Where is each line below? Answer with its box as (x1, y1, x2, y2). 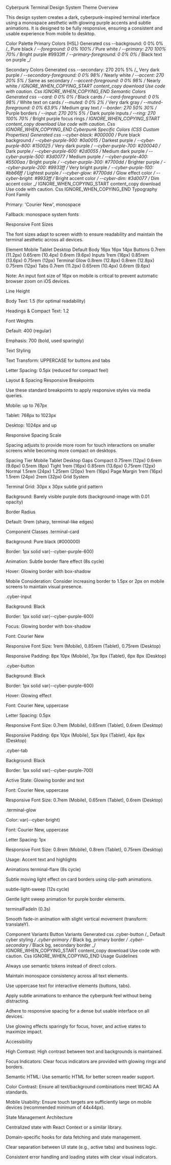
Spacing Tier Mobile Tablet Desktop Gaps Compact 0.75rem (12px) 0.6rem (6, 458, 162, 463)
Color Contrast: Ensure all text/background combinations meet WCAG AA (6, 1084, 159, 1089)
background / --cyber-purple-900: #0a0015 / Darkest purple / (6, 138, 136, 143)
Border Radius (6, 509, 36, 515)
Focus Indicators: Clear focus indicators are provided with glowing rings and (6, 1058, 166, 1064)
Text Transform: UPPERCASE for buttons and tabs (6, 357, 111, 363)
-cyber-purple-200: (6, 165, 47, 170)
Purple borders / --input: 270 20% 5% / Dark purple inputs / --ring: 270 (6, 110, 156, 116)
